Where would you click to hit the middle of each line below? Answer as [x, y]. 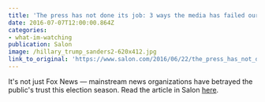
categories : [28, 30]
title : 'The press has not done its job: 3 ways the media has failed [127, 15]
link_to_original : [38, 60]
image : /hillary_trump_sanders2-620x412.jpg [82, 52]
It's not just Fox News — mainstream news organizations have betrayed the [131, 81]
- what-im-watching [40, 37]
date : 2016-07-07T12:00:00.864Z [61, 23]
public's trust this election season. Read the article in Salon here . [114, 89]
